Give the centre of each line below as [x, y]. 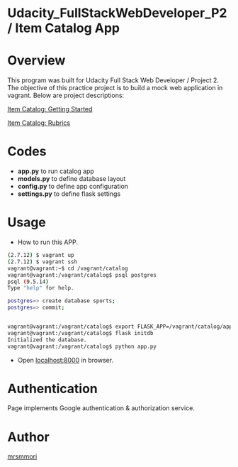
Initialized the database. [47, 340]
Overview [36, 61]
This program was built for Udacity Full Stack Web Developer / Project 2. [113, 80]
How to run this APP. [47, 242]
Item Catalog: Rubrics [39, 123]
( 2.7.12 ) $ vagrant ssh [42, 262]
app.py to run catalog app [56, 171]
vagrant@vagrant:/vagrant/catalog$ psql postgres [82, 275]
